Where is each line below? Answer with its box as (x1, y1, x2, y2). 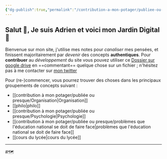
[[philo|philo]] (12, 103, 41, 109)
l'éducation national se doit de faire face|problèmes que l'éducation (12, 124, 151, 130)
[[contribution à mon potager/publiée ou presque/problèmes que (12, 119, 145, 125)
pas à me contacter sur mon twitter (5, 68, 77, 74)
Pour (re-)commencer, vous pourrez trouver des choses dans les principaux (5, 78, 161, 83)
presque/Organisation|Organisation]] (12, 97, 88, 103)
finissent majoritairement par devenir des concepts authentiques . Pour (5, 52, 151, 58)
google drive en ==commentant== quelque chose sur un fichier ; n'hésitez (5, 63, 158, 69)
